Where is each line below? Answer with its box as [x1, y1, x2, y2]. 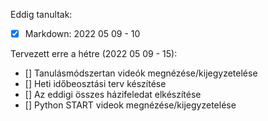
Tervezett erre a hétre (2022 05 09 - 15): [10, 48, 178, 60]
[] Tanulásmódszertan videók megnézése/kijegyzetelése [24, 67, 258, 79]
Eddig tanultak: [10, 9, 73, 20]
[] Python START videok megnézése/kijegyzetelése [24, 99, 237, 111]
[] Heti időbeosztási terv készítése [24, 78, 167, 90]
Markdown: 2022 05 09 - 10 [24, 28, 141, 39]
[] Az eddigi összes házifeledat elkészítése [24, 89, 202, 101]
